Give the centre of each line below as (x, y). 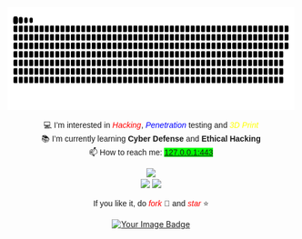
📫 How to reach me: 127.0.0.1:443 (151, 152)
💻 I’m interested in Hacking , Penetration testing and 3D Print (151, 125)
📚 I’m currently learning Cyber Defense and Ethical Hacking (151, 139)
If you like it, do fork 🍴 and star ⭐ (151, 203)
